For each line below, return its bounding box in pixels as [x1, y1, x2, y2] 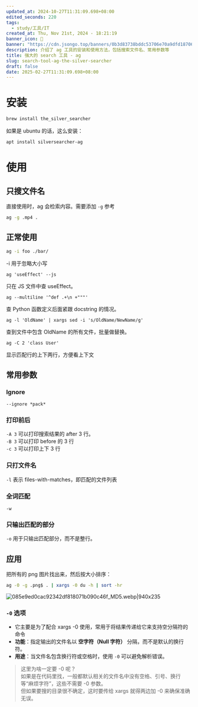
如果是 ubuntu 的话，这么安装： [6, 127, 84, 134]
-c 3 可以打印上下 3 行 [6, 445, 61, 452]
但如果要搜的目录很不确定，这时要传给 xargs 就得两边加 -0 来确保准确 [20, 688, 190, 695]
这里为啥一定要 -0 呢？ [20, 665, 76, 672]
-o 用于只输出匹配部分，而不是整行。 [6, 535, 96, 542]
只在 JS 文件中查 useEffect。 [6, 282, 77, 289]
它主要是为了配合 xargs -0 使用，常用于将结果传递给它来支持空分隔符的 [14, 623, 189, 630]
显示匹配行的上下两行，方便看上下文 [6, 351, 94, 358]
